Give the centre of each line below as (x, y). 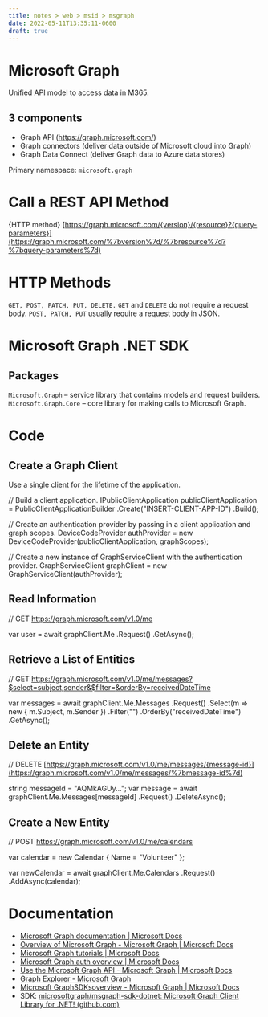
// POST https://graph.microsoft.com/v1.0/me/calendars (101, 842)
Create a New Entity (59, 822)
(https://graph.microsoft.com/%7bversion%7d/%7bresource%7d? (117, 242)
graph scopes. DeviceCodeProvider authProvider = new (101, 533)
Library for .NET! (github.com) (69, 1004)
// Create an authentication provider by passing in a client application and (130, 524)
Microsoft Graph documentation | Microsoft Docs (101, 936)
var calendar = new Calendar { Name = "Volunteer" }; (97, 857)
